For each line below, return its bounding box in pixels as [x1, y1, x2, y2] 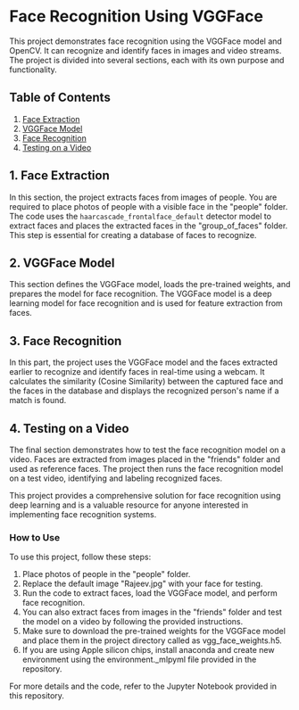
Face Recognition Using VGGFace [9, 6, 263, 27]
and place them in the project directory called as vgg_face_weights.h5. [21, 635, 283, 646]
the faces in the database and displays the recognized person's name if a [9, 385, 279, 396]
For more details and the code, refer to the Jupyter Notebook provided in [9, 681, 278, 692]
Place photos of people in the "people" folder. [21, 569, 191, 580]
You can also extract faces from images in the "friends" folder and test [21, 607, 283, 617]
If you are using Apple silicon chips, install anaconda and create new [21, 645, 275, 656]
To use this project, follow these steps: [9, 551, 152, 563]
